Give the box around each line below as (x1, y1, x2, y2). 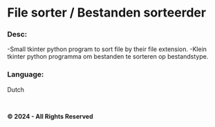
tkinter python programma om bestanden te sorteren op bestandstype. (7, 52, 209, 61)
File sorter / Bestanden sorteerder (7, 5, 206, 21)
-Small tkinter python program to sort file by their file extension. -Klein (7, 45, 207, 53)
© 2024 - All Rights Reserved (7, 112, 93, 120)
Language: (7, 70, 44, 79)
